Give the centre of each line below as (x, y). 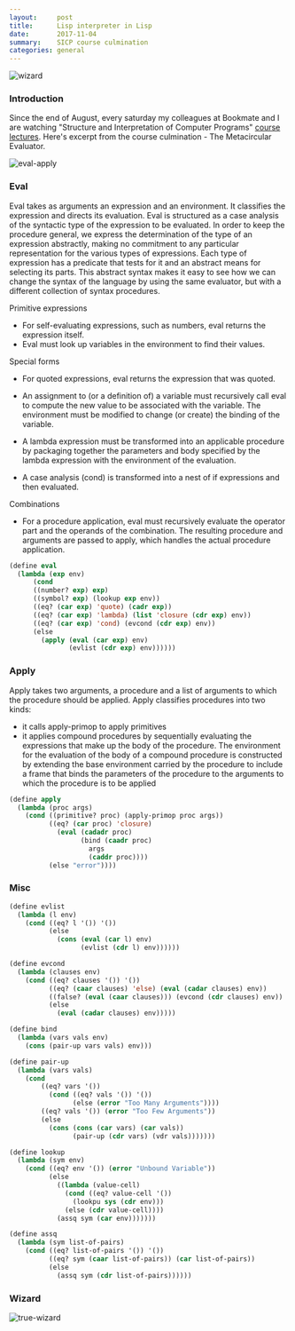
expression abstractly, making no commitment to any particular (124, 243)
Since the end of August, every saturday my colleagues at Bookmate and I (144, 118)
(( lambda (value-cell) (98, 1185)
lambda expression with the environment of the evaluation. (129, 460)
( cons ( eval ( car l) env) (104, 939)
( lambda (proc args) (55, 808)
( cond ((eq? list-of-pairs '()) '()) (95, 1251)
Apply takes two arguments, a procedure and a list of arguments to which (143, 690)
